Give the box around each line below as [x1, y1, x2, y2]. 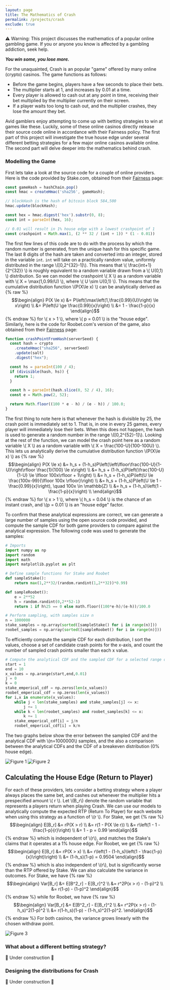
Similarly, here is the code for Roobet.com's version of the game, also [5, 321, 151, 327]
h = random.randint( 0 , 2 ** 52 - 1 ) [14, 599, 80, 604]
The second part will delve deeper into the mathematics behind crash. [5, 145, 151, 152]
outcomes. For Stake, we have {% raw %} [5, 873, 93, 879]
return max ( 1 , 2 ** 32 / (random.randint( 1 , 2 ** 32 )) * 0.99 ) [14, 581, 128, 586]
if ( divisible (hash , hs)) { [10, 369, 69, 374]
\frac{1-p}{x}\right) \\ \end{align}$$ [48, 488, 122, 494]
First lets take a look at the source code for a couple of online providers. [5, 169, 155, 175]
